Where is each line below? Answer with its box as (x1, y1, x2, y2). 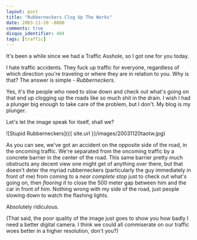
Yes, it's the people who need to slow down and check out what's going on (6, 88, 189, 95)
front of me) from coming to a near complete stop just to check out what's (6, 173, 187, 180)
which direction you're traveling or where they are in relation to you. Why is (6, 71, 189, 77)
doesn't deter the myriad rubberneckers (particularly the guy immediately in (6, 167, 191, 174)
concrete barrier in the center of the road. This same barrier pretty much (6, 154, 183, 161)
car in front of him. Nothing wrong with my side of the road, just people (6, 185, 179, 193)
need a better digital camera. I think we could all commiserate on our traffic (6, 221, 189, 228)
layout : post (6, 8, 38, 15)
